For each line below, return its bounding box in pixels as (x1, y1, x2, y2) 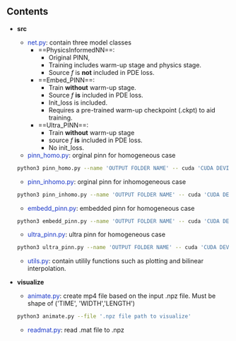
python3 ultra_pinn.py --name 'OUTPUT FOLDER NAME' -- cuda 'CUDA (16, 244, 217, 251)
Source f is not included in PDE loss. (48, 68, 155, 76)
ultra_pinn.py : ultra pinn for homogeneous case (27, 230, 166, 239)
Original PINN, (48, 53, 90, 62)
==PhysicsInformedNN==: (37, 45, 115, 54)
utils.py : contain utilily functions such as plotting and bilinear (27, 257, 204, 265)
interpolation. (27, 265, 66, 273)
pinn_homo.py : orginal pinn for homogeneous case (27, 151, 176, 159)
